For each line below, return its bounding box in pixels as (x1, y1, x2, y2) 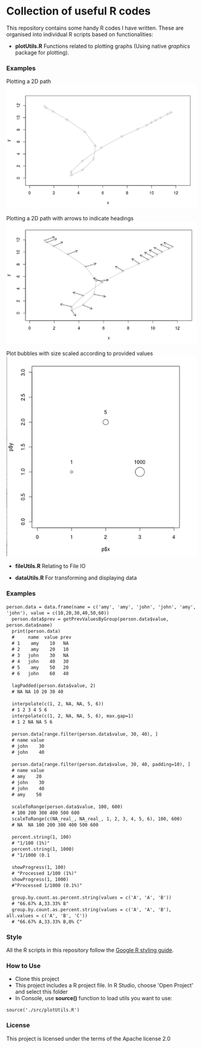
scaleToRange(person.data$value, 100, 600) (11, 803, 123, 809)
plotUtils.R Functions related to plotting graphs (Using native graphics (15, 42, 191, 50)
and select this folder (15, 988, 68, 995)
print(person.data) (11, 628, 61, 634)
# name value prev (11, 634, 71, 640)
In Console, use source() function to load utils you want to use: (15, 995, 172, 1002)
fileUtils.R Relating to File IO (15, 562, 86, 570)
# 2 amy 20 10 (11, 646, 69, 652)
